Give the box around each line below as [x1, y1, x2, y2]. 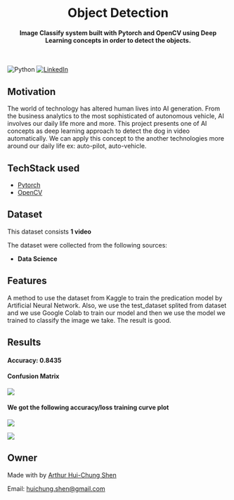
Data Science [17, 255, 58, 263]
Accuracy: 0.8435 [7, 356, 62, 364]
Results [7, 336, 41, 349]
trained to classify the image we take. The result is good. [7, 316, 171, 324]
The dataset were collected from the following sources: [7, 241, 167, 249]
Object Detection [67, 5, 169, 21]
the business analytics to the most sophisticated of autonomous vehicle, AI [7, 112, 225, 120]
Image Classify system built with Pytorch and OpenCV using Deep [19, 28, 217, 37]
